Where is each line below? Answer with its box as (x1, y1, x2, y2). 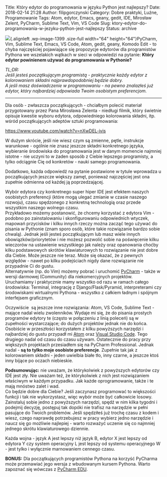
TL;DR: (5, 67, 19, 72)
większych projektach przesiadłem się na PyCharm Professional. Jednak (5, 342, 154, 348)
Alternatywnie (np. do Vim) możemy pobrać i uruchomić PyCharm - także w (5, 268, 161, 274)
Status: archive (106, 25, 137, 31)
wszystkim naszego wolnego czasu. (5, 205, 80, 210)
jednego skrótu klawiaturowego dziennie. (5, 426, 89, 432)
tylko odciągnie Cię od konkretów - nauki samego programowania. (5, 159, 142, 164)
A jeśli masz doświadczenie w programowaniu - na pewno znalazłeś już (5, 82, 154, 88)
